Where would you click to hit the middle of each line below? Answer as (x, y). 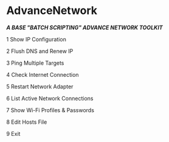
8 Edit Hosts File (27, 122)
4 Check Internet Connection (43, 74)
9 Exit (13, 133)
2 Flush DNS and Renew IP (40, 51)
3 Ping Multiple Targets (35, 63)
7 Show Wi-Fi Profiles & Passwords (50, 110)
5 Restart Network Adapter (40, 87)
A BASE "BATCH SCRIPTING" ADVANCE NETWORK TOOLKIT (84, 27)
